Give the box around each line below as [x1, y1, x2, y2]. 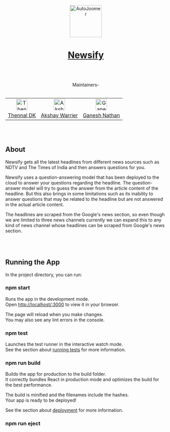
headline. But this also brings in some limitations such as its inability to [5, 190, 153, 197]
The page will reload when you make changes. [5, 311, 104, 317]
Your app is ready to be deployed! [5, 397, 77, 403]
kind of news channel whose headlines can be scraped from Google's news [5, 222, 165, 228]
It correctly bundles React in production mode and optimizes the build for [5, 377, 159, 383]
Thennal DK [8, 112, 36, 119]
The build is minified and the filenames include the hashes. [5, 392, 129, 398]
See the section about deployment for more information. [5, 407, 124, 414]
